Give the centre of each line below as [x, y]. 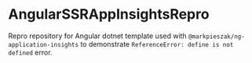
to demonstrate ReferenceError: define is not [157, 44]
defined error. [30, 52]
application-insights [44, 44]
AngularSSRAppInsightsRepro [109, 14]
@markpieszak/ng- [216, 37]
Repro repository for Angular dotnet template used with [97, 36]
